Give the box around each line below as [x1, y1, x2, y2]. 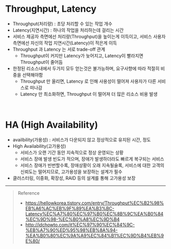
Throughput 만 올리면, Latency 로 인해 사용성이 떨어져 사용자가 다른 [20, 78, 157, 84]
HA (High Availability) [5, 119, 98, 131]
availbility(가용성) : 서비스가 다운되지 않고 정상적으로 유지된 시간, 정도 [12, 137, 151, 143]
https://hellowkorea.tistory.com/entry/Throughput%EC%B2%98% [25, 200, 164, 206]
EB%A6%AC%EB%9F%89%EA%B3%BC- [25, 205, 115, 211]
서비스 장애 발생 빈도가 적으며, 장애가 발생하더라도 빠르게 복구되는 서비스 [20, 155, 164, 162]
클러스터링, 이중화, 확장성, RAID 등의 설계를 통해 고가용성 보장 [12, 175, 136, 181]
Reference [17, 190, 40, 196]
